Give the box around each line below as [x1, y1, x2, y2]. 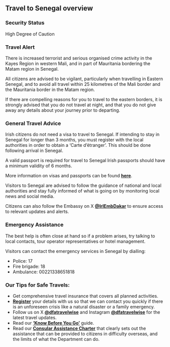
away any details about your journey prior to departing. [5, 107, 120, 113]
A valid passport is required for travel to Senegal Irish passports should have [5, 157, 165, 164]
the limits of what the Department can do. [12, 336, 100, 342]
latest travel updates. [12, 314, 57, 321]
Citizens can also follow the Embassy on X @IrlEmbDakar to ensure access [5, 203, 163, 209]
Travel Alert [5, 43, 35, 50]
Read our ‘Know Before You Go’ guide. [12, 320, 94, 326]
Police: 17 [12, 258, 33, 264]
